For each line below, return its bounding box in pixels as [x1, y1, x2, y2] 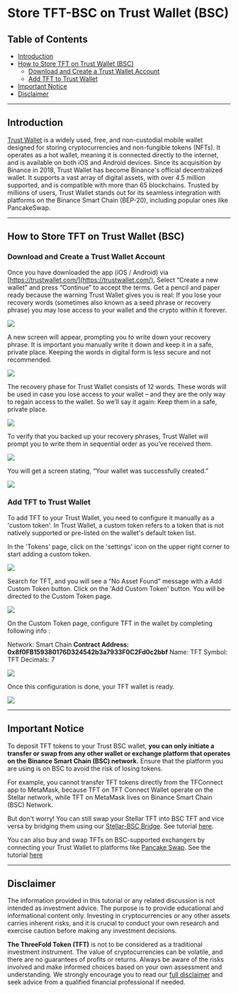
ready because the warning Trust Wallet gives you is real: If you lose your [7, 291, 222, 299]
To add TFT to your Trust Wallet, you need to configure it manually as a [7, 513, 215, 522]
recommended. [7, 355, 52, 364]
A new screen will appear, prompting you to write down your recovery [7, 332, 211, 341]
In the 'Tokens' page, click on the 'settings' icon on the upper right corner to [7, 542, 230, 551]
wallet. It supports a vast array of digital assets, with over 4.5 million [7, 173, 205, 181]
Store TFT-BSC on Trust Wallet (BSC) [7, 5, 229, 21]
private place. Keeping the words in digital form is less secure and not [7, 347, 211, 356]
